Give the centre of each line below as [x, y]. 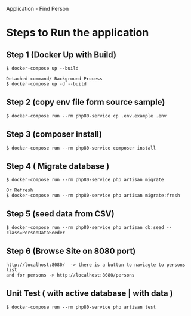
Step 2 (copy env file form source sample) [86, 102]
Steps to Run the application [78, 33]
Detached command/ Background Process [54, 79]
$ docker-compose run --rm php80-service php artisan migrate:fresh [93, 196]
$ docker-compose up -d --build [46, 84]
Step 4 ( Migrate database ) [58, 166]
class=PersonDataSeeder [36, 233]
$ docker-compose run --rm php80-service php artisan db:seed [85, 228]
